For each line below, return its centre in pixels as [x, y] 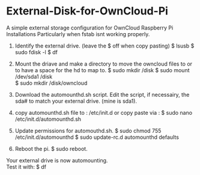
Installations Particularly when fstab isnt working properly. [78, 34]
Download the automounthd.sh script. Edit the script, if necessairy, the [102, 94]
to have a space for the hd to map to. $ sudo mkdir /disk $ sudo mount [102, 70]
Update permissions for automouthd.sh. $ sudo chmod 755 [88, 130]
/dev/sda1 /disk [34, 76]
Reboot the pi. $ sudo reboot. [51, 149]
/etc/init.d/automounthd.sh [48, 119]
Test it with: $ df [26, 167]
